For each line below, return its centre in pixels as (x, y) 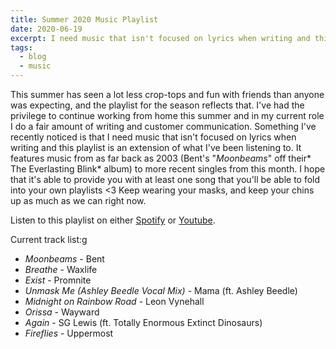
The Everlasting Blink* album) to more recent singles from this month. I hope (168, 169)
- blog (33, 57)
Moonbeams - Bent (64, 259)
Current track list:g (49, 239)
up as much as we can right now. (78, 200)
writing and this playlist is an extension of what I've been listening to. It (156, 147)
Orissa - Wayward (62, 312)
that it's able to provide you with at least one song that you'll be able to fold (165, 179)
